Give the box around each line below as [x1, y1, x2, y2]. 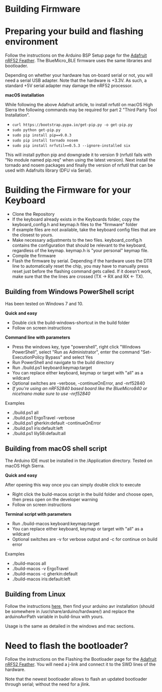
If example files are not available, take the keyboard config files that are [12, 227, 156, 233]
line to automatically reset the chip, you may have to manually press [12, 263, 149, 269]
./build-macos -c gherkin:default [12, 571, 78, 577]
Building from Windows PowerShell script [5, 288, 134, 296]
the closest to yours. [12, 232, 54, 238]
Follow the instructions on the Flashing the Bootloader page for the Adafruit [5, 656, 157, 662]
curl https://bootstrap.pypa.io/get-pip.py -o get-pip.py [12, 122, 133, 128]
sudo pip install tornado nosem [12, 138, 78, 143]
